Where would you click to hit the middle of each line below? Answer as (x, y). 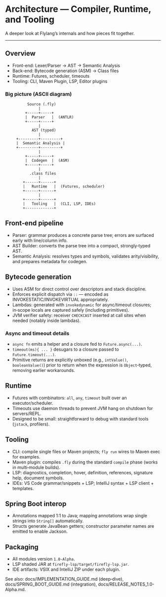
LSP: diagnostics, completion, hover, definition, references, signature (83, 472)
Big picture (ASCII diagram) (39, 94)
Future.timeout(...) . (34, 354)
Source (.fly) (41, 104)
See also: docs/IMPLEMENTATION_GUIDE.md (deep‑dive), (64, 579)
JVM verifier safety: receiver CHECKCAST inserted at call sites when (79, 315)
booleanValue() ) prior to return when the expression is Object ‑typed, (82, 365)
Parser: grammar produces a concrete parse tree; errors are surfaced (83, 235)
